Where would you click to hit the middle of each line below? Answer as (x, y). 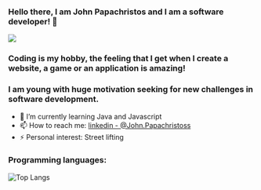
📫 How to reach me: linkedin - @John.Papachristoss (105, 125)
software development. (54, 99)
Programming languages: (58, 160)
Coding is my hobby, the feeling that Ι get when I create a (118, 59)
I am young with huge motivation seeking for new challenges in (130, 90)
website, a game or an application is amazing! (97, 68)
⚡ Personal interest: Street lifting (71, 137)
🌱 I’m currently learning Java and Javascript (91, 116)
